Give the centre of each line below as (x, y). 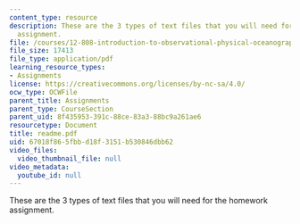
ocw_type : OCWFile (43, 92)
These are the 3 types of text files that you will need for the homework (139, 201)
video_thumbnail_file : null (70, 158)
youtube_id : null (50, 175)
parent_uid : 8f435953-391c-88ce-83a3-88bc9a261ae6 (105, 117)
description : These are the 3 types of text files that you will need (143, 26)
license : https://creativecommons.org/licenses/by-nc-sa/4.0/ (127, 84)
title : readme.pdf (43, 134)
